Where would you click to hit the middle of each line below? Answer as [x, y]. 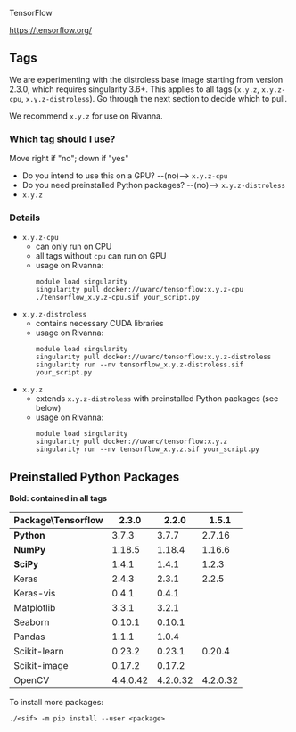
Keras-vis [35, 594]
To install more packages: [57, 703]
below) [48, 408]
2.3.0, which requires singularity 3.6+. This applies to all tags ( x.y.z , [135, 89]
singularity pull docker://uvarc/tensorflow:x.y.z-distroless [153, 357]
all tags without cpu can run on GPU [101, 256]
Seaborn [32, 622]
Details [25, 218]
